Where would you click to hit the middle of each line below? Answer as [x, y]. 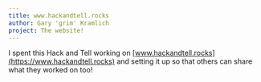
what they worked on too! [51, 70]
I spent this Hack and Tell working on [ [72, 53]
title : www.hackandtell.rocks [59, 16]
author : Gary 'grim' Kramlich [59, 23]
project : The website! [46, 30]
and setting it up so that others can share [184, 61]
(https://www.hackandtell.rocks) [61, 61]
